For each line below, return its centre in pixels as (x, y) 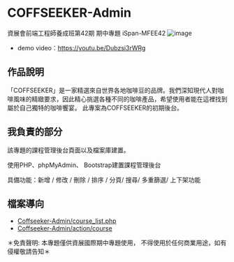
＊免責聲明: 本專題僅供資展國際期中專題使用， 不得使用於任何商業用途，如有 (117, 243)
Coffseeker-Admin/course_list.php (67, 221)
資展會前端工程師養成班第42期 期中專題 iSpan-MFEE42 (87, 33)
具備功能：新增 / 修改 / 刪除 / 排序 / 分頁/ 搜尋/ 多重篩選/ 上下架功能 (104, 180)
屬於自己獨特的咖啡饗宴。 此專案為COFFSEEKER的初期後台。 (95, 108)
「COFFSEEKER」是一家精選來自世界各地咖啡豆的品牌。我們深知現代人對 (113, 90)
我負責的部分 (35, 132)
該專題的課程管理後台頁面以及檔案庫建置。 (68, 150)
